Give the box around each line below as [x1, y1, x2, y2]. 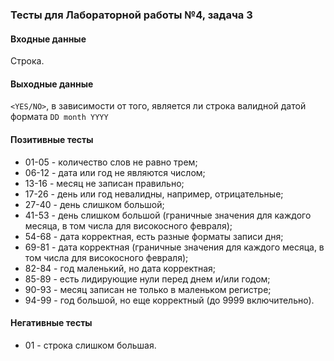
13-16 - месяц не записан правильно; [24, 177, 185, 189]
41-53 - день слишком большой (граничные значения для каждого [24, 209, 312, 221]
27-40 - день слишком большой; [24, 198, 165, 210]
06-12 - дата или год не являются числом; [24, 166, 206, 178]
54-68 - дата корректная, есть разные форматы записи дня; [24, 230, 284, 242]
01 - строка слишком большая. [24, 339, 157, 351]
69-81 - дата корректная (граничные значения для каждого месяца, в [24, 241, 325, 253]
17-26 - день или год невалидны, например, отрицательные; [24, 188, 284, 200]
